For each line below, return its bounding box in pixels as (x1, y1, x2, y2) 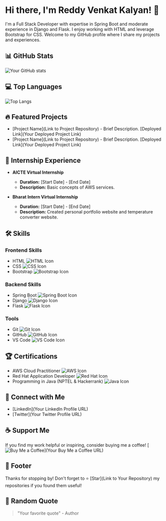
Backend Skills (5, 281, 41, 288)
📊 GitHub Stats (5, 52, 54, 60)
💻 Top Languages (5, 83, 62, 91)
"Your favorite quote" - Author (17, 510, 79, 516)
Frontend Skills (5, 246, 42, 253)
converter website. (19, 214, 58, 220)
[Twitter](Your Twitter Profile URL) (12, 412, 82, 417)
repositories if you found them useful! (5, 482, 82, 488)
